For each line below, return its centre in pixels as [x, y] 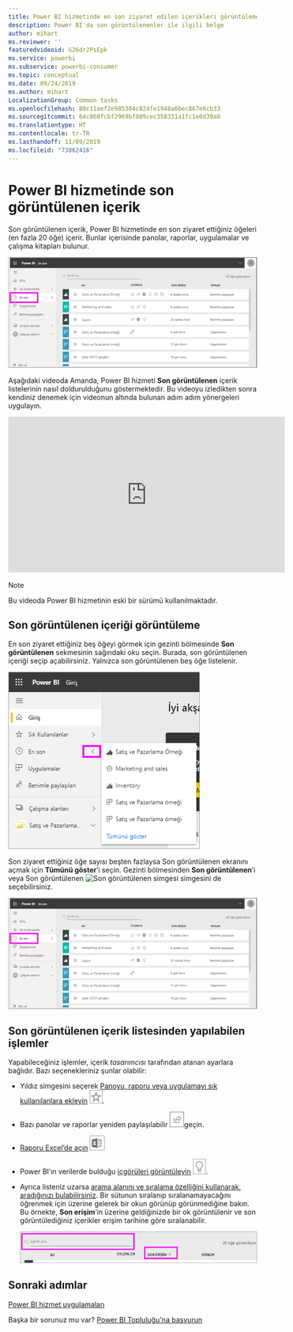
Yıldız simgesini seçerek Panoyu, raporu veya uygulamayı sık [118, 1086]
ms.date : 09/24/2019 [42, 83]
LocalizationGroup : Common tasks [63, 100]
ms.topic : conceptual [44, 75]
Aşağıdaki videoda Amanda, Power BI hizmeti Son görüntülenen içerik [123, 380]
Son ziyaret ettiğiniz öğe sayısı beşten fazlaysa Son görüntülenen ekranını [128, 861]
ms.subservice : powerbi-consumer [63, 67]
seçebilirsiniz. [30, 887]
